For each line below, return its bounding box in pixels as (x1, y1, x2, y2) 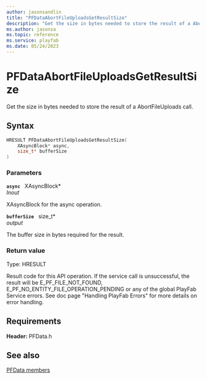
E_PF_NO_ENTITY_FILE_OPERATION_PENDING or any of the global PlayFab (6, 285, 197, 293)
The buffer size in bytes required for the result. (6, 231, 124, 239)
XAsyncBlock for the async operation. (6, 201, 102, 209)
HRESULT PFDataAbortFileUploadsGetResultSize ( (6, 137, 128, 143)
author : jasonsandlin (6, 9, 62, 15)
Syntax (6, 121, 34, 131)
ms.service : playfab (6, 37, 59, 44)
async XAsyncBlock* (6, 182, 61, 190)
